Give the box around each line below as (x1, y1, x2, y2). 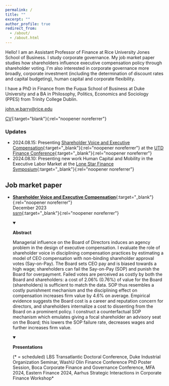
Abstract (12, 229, 32, 235)
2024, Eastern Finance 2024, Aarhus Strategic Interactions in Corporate (12, 369, 162, 375)
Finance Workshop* (12, 375, 54, 381)
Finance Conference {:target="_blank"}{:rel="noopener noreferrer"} (12, 150, 152, 156)
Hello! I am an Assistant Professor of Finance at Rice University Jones (5, 49, 150, 55)
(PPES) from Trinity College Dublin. (5, 96, 78, 102)
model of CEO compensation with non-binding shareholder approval (12, 255, 154, 261)
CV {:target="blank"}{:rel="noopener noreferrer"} (5, 115, 107, 121)
